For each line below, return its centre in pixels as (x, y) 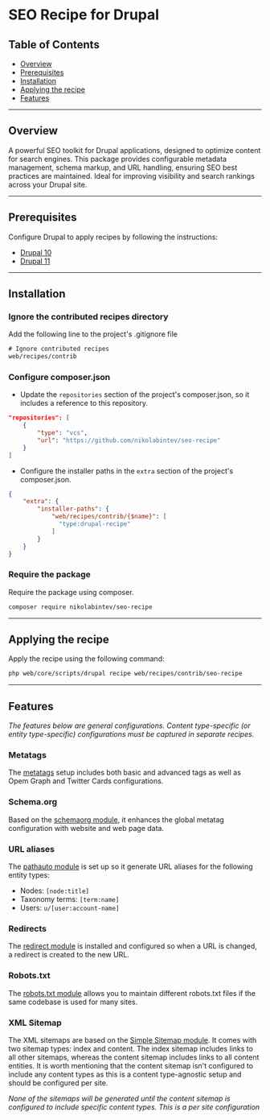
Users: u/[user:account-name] (70, 908)
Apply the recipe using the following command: (86, 659)
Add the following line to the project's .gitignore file (93, 334)
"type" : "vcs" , (63, 433)
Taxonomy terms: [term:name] (70, 899)
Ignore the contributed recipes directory (88, 316)
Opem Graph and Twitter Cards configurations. (86, 781)
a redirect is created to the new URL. (69, 955)
